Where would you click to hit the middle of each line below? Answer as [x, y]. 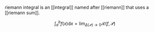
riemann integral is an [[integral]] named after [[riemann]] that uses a [77, 7]
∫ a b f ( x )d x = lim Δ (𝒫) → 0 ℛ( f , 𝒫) [85, 24]
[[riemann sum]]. [22, 13]
